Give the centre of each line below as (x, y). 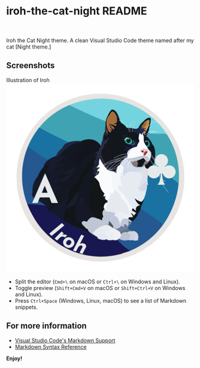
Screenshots (31, 66)
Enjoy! (14, 358)
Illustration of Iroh (28, 80)
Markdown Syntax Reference (51, 346)
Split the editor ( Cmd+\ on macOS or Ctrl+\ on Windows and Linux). (98, 281)
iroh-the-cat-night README (77, 11)
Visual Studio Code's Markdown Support (65, 340)
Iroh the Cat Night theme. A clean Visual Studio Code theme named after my (100, 40)
